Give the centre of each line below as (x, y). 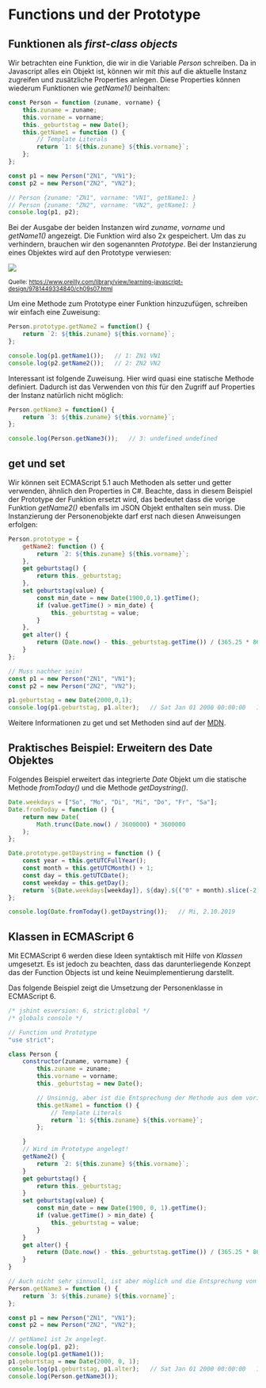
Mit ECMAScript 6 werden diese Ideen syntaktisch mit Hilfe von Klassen (125, 956)
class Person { (33, 1054)
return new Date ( (51, 817)
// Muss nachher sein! (46, 671)
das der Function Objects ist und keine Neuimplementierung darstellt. (122, 973)
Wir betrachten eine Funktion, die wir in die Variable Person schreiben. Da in (132, 63)
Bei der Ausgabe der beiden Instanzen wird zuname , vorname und (117, 228)
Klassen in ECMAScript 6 (71, 937)
